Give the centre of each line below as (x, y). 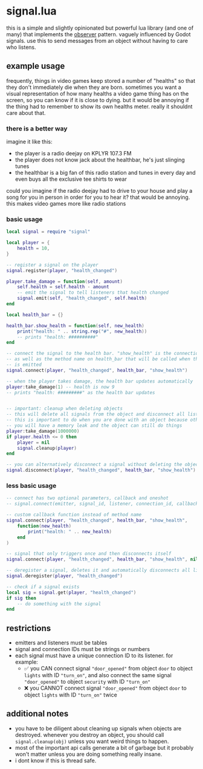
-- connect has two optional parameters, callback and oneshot (88, 498)
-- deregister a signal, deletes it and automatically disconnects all (98, 570)
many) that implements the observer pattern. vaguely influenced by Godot (99, 34)
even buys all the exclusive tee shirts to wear (71, 179)
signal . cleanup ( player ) (47, 448)
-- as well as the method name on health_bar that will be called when (98, 359)
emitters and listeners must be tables (61, 643)
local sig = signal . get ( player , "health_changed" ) (71, 592)
